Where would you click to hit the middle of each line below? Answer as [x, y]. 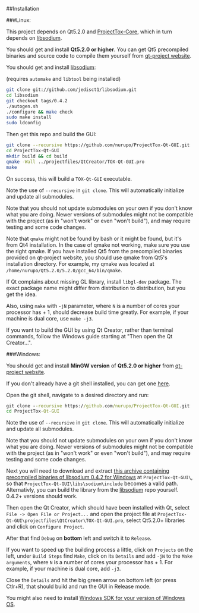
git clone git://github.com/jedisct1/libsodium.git [71, 90]
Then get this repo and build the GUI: [51, 134]
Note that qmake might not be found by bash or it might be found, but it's [94, 238]
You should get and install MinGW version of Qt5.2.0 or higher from [90, 366]
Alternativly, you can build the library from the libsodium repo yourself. [92, 490]
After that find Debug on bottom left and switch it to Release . [79, 538]
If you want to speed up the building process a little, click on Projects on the [99, 550]
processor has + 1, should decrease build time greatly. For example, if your [97, 312]
